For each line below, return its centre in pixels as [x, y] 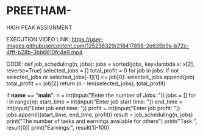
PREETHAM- [39, 11]
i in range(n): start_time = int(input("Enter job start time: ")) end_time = [94, 102]
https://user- [87, 39]
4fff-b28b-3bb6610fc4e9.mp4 [45, 52]
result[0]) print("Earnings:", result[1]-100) [58, 127]
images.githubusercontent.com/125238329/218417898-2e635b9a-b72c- [98, 46]
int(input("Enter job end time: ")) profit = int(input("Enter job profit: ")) [93, 108]
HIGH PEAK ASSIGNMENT [39, 27]
